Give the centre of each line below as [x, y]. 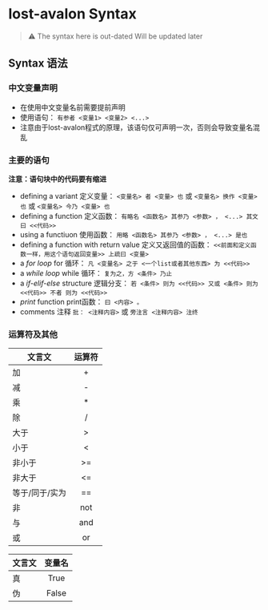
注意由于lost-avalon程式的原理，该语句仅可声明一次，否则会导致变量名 [136, 127]
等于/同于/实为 [39, 493]
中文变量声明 [33, 88]
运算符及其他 [33, 334]
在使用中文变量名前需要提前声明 [72, 107]
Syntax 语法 [38, 64]
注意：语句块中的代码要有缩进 [57, 179]
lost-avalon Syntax [73, 14]
